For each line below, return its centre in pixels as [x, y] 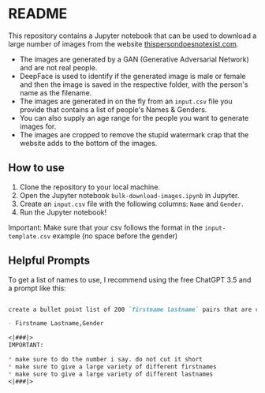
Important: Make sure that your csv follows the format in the [106, 227]
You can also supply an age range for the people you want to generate [134, 118]
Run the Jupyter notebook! [63, 212]
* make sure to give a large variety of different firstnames [112, 367]
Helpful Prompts [49, 261]
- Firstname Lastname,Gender [56, 324]
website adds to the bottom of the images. [88, 143]
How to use [36, 168]
